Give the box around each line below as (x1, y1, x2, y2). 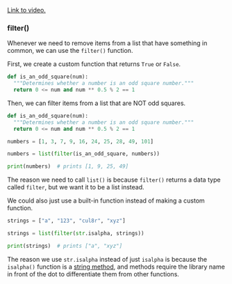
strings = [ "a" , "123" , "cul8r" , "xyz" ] (7, 217, 126, 225)
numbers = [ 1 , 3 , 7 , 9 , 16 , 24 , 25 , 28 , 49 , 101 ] (7, 138, 154, 145)
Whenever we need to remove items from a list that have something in (7, 39, 208, 47)
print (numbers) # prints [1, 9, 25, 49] (7, 163, 129, 170)
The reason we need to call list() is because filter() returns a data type (7, 175, 221, 184)
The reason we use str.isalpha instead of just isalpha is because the (7, 255, 207, 263)
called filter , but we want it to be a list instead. (7, 183, 144, 191)
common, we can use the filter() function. (7, 47, 133, 55)
